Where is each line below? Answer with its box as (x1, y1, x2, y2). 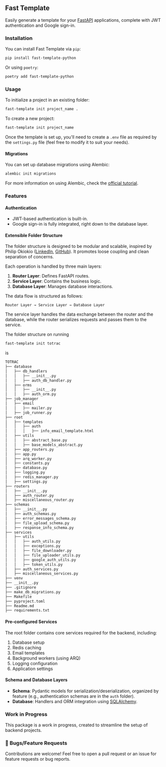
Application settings (12, 666, 53, 671)
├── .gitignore (5, 585, 37, 590)
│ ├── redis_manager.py (5, 475, 58, 479)
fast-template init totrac (5, 341, 61, 346)
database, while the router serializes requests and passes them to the (5, 317, 147, 323)
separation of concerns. (5, 254, 54, 260)
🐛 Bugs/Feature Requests (5, 739, 68, 746)
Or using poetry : (5, 64, 39, 70)
